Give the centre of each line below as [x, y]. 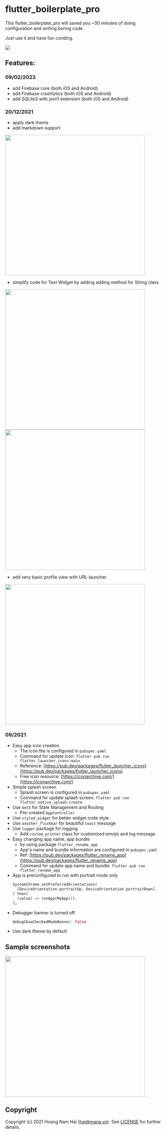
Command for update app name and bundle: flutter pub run [83, 866]
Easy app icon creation [36, 746]
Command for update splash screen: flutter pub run [74, 798]
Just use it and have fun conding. [39, 38]
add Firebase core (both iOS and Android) [55, 88]
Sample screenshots [38, 947]
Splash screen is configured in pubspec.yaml [65, 793]
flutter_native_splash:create [51, 803]
